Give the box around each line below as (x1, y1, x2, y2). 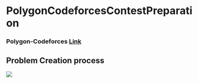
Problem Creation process (6, 56, 105, 65)
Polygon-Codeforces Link (6, 37, 82, 46)
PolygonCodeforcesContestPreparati (6, 4, 193, 18)
